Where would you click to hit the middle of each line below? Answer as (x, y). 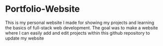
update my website (25, 38)
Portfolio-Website (43, 9)
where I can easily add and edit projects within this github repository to (78, 33)
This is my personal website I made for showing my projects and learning (80, 23)
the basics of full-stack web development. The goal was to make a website (81, 27)
